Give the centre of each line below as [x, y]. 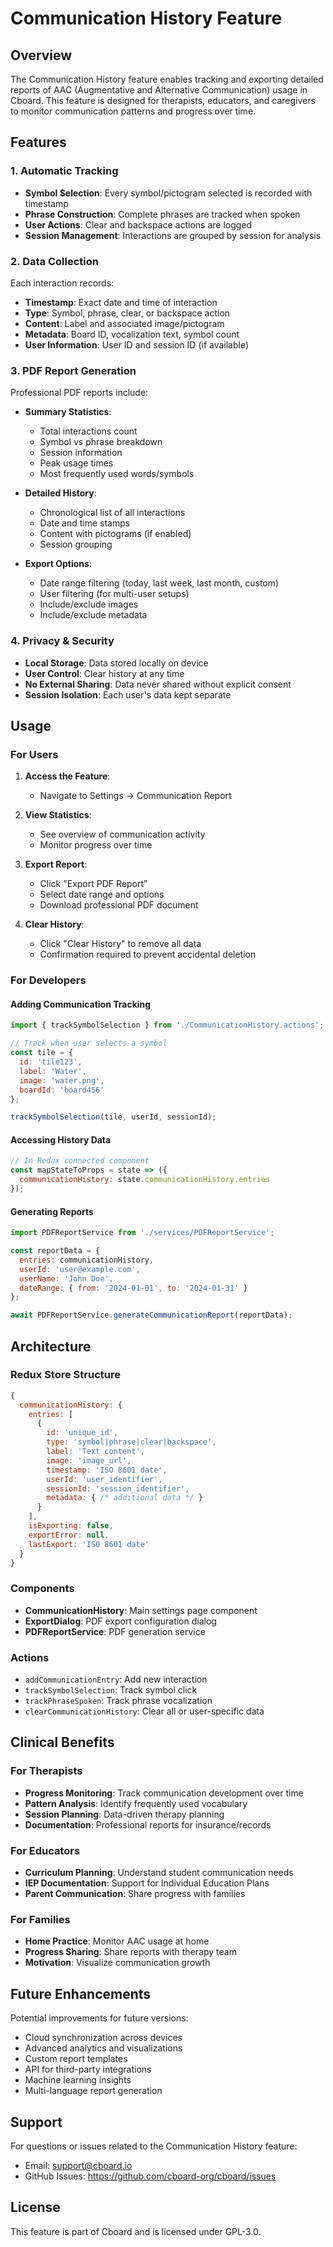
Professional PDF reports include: [79, 393]
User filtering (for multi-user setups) [114, 594]
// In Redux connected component [80, 1161]
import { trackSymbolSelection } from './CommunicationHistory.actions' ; [167, 1025]
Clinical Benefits [62, 1742]
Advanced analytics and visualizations [103, 2048]
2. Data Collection [54, 261]
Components [42, 1589]
